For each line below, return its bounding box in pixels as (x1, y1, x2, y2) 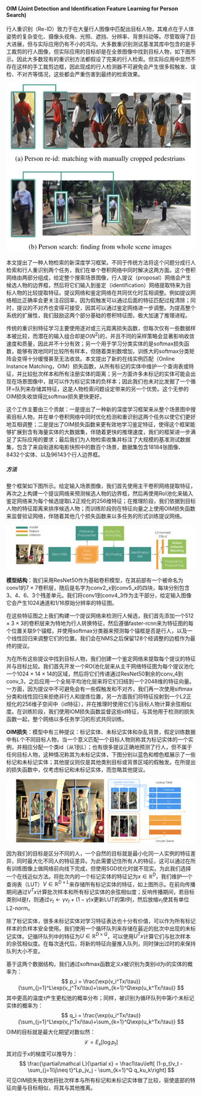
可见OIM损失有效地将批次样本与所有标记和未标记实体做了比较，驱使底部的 (6, 1076, 191, 1084)
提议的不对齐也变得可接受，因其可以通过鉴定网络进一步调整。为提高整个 (16, 304, 196, 311)
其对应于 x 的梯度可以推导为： (6, 1051, 78, 1058)
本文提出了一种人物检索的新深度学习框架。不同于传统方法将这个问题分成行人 (6, 258, 196, 266)
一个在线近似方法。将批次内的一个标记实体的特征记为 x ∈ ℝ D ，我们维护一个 (6, 871, 193, 880)
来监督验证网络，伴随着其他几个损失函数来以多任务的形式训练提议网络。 (6, 512, 185, 519)
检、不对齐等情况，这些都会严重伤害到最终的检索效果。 (6, 71, 143, 78)
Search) (6, 11, 27, 18)
